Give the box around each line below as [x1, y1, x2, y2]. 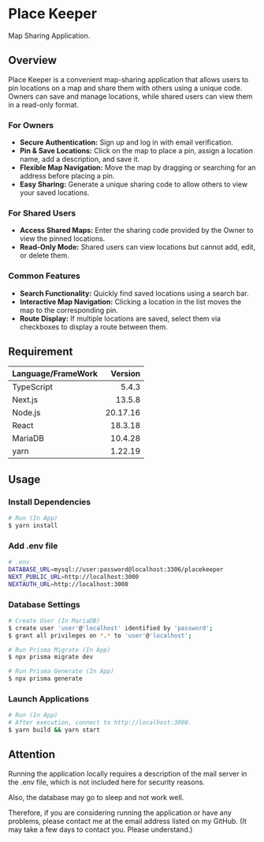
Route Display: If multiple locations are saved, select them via [19, 314, 221, 323]
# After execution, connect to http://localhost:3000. [8, 719, 192, 727]
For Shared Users [8, 207, 76, 218]
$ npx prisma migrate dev [8, 653, 93, 661]
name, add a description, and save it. [19, 155, 140, 164]
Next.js [12, 394, 38, 405]
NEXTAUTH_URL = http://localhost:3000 [8, 580, 128, 588]
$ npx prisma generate [8, 675, 83, 683]
